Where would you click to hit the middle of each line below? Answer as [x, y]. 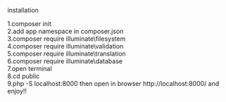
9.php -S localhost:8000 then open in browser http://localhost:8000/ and [113, 83]
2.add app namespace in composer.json [65, 31]
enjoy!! [17, 91]
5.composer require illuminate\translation [67, 53]
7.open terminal [30, 69]
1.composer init [29, 24]
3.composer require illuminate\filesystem [67, 39]
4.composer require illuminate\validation [65, 46]
